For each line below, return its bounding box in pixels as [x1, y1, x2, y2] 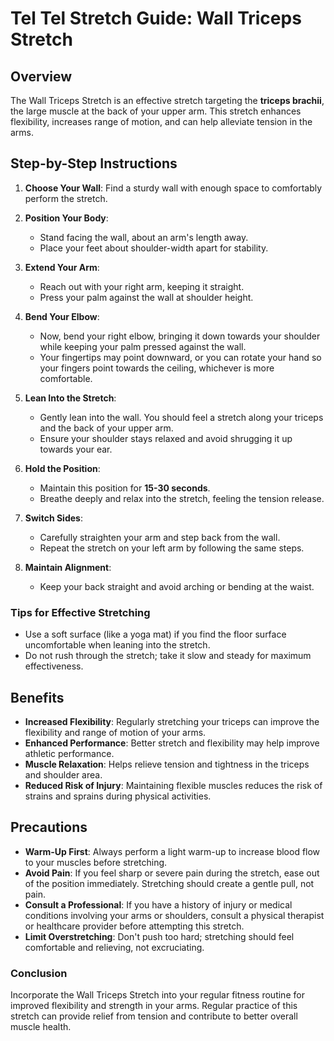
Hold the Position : [24, 462, 101, 474]
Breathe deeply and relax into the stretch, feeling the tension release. [39, 492, 325, 504]
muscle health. [10, 1021, 72, 1033]
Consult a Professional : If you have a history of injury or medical [24, 898, 293, 911]
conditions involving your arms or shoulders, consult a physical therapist [24, 909, 325, 921]
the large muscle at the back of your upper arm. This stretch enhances [10, 105, 302, 117]
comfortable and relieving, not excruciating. [24, 941, 205, 953]
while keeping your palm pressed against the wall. [39, 340, 247, 352]
